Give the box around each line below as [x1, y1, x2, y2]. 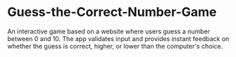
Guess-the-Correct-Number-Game [7, 4, 217, 20]
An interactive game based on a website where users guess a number [7, 27, 210, 35]
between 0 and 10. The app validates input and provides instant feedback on [7, 34, 230, 42]
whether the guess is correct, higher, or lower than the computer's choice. [7, 42, 223, 50]
